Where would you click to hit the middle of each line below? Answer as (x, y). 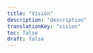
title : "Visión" (30, 13)
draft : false (26, 39)
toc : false (23, 33)
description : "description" (47, 20)
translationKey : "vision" (44, 26)
